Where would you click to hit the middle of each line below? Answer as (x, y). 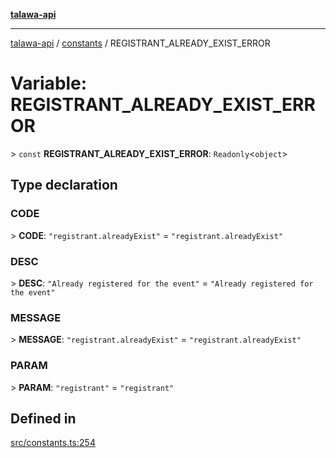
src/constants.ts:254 (53, 443)
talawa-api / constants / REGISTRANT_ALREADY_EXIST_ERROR (140, 43)
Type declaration (64, 185)
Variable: (49, 83)
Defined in (43, 418)
